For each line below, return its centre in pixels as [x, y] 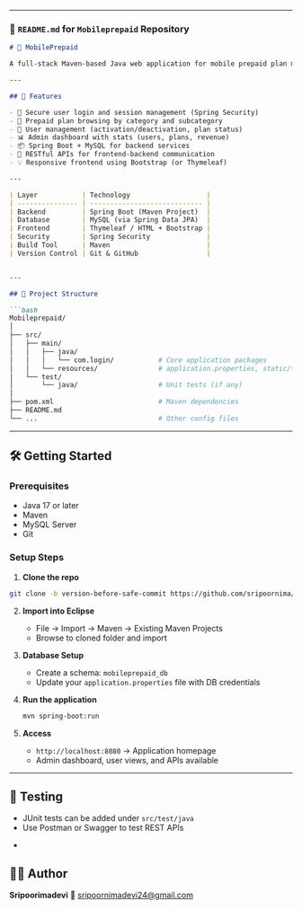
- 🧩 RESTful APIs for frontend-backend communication [112, 154]
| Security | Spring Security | [110, 237]
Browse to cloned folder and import [102, 638]
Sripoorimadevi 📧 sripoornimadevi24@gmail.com [101, 896]
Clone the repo [50, 577]
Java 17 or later [50, 506]
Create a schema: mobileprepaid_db [102, 672]
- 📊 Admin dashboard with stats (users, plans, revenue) [120, 137]
